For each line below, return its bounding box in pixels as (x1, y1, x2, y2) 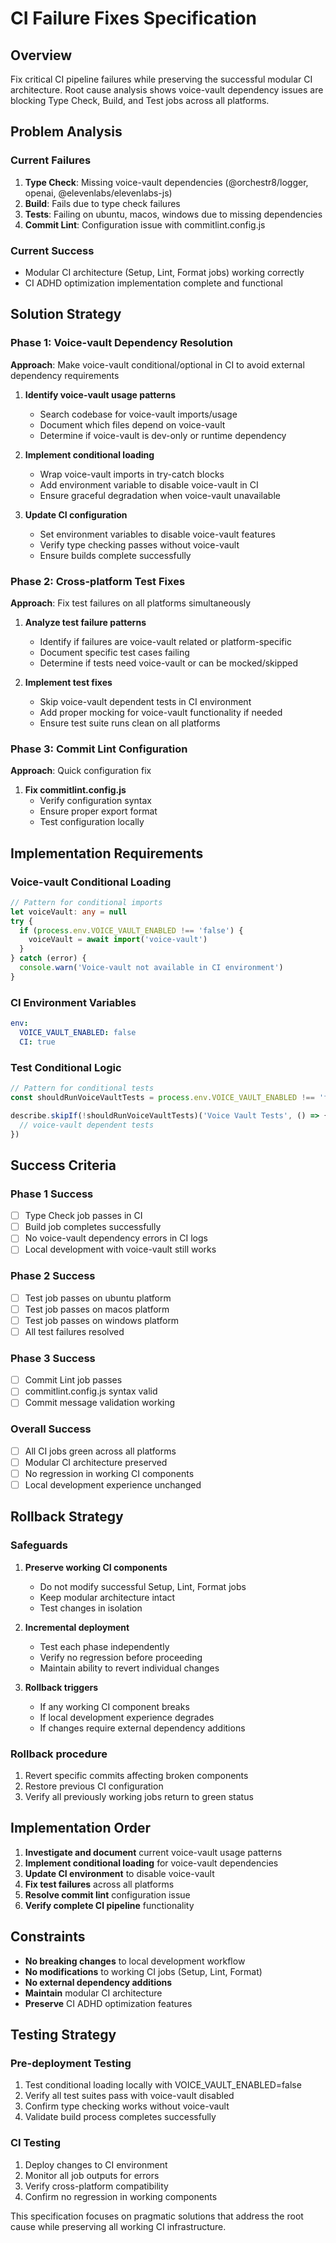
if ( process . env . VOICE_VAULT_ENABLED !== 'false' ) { (19, 925, 244, 936)
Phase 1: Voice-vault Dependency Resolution (10, 336, 233, 350)
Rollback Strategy (10, 1508, 124, 1526)
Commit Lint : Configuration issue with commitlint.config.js (24, 218, 266, 231)
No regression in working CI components (24, 1467, 195, 1479)
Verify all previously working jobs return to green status (24, 1790, 254, 1802)
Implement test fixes (24, 676, 113, 688)
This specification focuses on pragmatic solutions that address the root (10, 2210, 304, 2222)
